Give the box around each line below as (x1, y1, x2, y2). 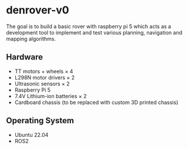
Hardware (6, 52, 43, 62)
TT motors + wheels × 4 (14, 68, 73, 75)
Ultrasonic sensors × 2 (14, 80, 70, 87)
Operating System (6, 116, 75, 126)
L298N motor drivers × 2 (14, 74, 75, 81)
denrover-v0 (6, 4, 69, 17)
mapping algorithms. (6, 35, 56, 42)
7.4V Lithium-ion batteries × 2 (14, 92, 87, 99)
